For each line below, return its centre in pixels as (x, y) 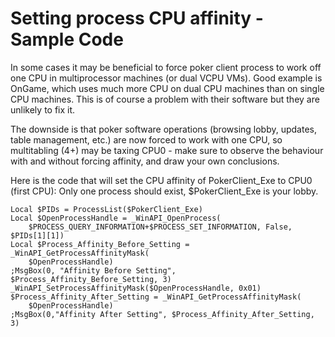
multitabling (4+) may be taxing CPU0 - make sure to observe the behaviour (167, 150)
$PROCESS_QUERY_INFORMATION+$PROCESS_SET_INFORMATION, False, (160, 227)
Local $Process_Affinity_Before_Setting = (100, 244)
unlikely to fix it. (43, 109)
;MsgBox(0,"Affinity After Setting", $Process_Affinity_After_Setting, (162, 314)
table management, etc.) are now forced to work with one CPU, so (146, 139)
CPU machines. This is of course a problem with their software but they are (165, 99)
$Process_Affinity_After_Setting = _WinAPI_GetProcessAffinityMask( (156, 297)
